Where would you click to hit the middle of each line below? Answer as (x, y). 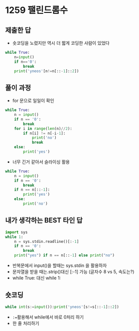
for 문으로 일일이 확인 (33, 101)
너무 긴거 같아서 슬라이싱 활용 (41, 162)
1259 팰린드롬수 (37, 10)
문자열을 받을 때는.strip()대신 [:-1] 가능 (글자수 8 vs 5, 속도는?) (73, 272)
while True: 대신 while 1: (37, 278)
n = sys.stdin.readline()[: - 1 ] (47, 241)
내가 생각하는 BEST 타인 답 (44, 220)
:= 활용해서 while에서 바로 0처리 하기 (48, 317)
